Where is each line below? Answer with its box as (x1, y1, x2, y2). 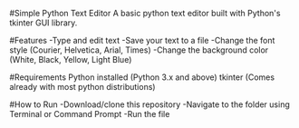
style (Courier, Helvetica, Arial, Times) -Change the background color (9, 44, 269, 55)
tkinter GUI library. (9, 17, 78, 28)
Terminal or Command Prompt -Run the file (9, 109, 170, 119)
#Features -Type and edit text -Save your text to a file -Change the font (9, 35, 275, 45)
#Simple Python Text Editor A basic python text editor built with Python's (9, 8, 281, 18)
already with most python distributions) (9, 82, 156, 92)
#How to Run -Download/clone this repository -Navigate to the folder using (9, 99, 290, 110)
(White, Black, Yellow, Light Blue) (9, 54, 132, 64)
